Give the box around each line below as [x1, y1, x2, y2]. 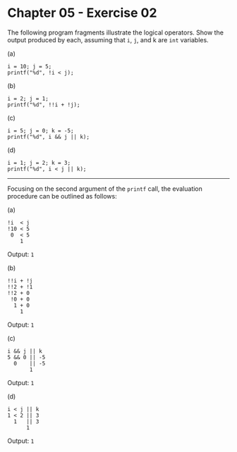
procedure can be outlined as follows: [7, 192, 118, 200]
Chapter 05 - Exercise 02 [7, 5, 157, 21]
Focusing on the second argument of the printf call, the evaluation [7, 184, 203, 193]
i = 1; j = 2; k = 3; [7, 159, 71, 166]
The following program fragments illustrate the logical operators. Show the [7, 28, 224, 37]
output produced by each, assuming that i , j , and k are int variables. [7, 35, 209, 44]
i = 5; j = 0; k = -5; [7, 127, 74, 134]
